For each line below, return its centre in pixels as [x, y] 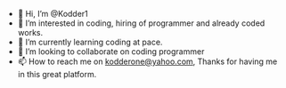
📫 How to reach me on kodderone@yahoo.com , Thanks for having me [147, 61]
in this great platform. [57, 74]
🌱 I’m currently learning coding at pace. [90, 42]
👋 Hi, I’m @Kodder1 [53, 14]
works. [30, 32]
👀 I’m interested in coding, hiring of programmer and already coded [141, 23]
